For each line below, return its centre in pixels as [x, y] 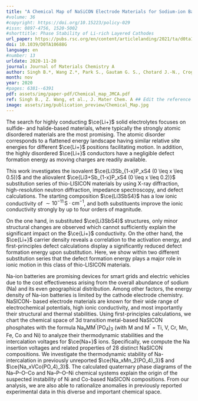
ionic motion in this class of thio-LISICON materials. [69, 265]
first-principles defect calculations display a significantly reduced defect [94, 246]
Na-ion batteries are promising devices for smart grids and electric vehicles [98, 276]
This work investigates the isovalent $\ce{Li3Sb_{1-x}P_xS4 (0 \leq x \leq [95, 171]
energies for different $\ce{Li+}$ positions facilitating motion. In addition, [95, 147]
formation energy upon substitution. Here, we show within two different [93, 252]
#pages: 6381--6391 [30, 89]
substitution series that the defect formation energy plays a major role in [94, 259]
